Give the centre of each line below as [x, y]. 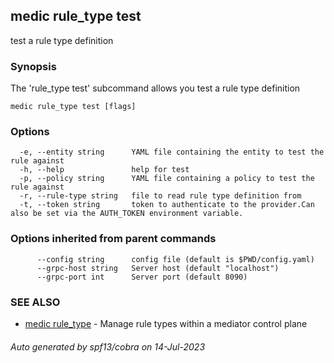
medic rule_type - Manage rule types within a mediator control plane [166, 323]
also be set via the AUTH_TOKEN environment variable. [127, 214]
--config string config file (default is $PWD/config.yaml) [175, 259]
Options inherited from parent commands [113, 239]
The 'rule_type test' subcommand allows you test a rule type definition [155, 88]
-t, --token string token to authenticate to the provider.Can [167, 205]
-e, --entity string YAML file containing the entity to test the [172, 152]
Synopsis [33, 66]
